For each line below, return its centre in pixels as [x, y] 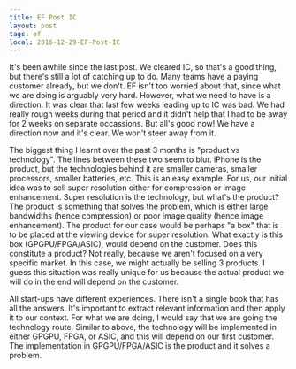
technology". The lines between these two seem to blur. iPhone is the [135, 159]
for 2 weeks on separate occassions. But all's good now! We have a [132, 124]
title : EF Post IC [43, 17]
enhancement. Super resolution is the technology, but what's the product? [144, 197]
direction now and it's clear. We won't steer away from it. [113, 133]
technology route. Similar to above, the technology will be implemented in [143, 327]
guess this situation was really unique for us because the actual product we [147, 273]
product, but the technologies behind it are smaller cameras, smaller [133, 169]
